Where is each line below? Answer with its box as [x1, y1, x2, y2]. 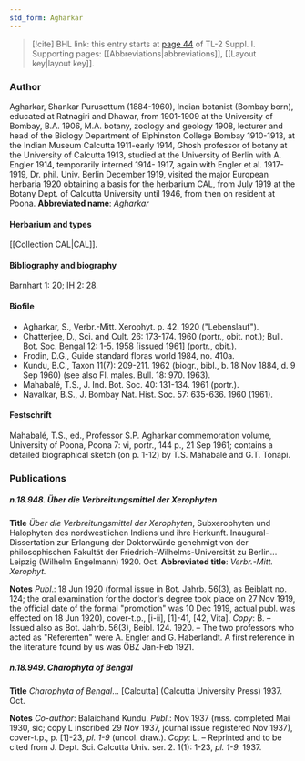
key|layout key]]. [31, 57, 95, 68]
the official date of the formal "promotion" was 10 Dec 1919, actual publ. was [9, 603, 296, 614]
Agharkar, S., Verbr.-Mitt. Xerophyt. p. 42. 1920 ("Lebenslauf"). [22, 320, 259, 332]
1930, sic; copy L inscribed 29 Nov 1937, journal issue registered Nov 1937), [9, 722, 293, 733]
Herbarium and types [9, 218, 93, 229]
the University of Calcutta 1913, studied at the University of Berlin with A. [9, 149, 282, 160]
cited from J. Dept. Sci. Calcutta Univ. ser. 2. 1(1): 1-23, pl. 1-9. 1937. [9, 741, 262, 752]
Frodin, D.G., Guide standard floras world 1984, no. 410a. [22, 350, 235, 360]
